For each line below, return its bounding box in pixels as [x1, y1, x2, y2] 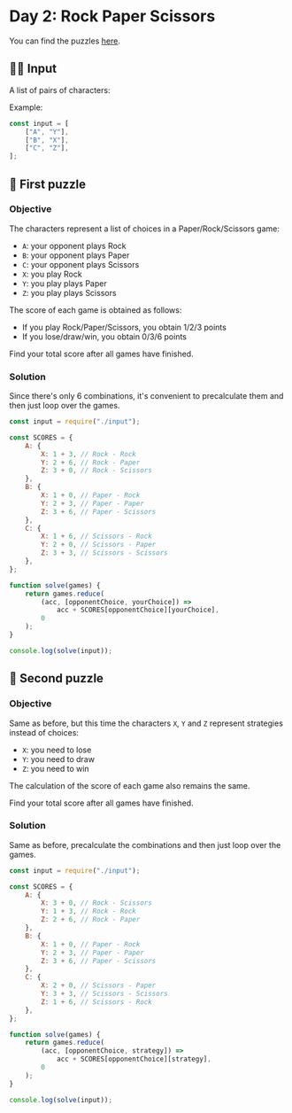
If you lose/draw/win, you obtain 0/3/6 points [21, 331, 188, 342]
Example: [9, 102, 43, 113]
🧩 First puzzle [9, 176, 87, 191]
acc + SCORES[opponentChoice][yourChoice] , [56, 605, 219, 615]
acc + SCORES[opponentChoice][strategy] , [56, 1055, 212, 1064]
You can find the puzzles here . [9, 35, 121, 46]
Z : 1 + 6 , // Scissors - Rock [41, 997, 152, 1007]
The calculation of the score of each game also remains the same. [9, 780, 250, 790]
